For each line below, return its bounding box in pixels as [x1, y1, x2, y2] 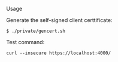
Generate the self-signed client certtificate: [6, 17, 113, 23]
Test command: [6, 39, 45, 45]
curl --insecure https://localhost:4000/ [6, 50, 111, 56]
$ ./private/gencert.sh [6, 28, 66, 34]
